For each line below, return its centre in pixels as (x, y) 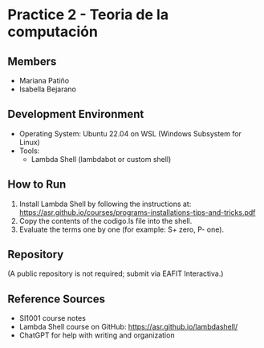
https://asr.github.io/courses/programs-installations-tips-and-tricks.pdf (137, 212)
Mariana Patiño (44, 81)
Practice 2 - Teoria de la (88, 15)
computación (53, 32)
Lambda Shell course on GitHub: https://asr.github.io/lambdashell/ (128, 327)
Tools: (29, 151)
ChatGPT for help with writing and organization (97, 335)
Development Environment (76, 114)
